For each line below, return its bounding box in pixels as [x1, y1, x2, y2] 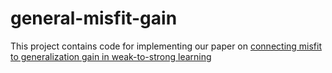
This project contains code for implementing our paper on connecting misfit [10, 40, 323, 52]
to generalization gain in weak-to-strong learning [10, 50, 212, 62]
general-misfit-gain [10, 7, 178, 30]
